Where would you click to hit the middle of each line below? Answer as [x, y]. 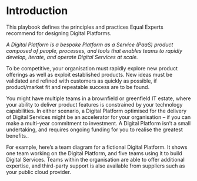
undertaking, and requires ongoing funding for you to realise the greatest [95, 129]
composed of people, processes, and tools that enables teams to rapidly [94, 50]
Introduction [37, 11]
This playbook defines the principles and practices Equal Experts [85, 27]
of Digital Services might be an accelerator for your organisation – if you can [98, 117]
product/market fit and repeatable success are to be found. [78, 87]
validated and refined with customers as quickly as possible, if [81, 81]
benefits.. [18, 135]
